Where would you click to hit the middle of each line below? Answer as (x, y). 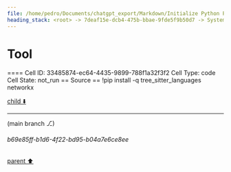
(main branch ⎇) (31, 124)
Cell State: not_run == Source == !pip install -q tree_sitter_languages (104, 80)
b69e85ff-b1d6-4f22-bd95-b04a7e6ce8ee (68, 140)
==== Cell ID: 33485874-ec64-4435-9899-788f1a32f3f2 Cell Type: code (111, 73)
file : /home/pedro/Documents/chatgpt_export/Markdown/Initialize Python (113, 13)
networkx (21, 87)
